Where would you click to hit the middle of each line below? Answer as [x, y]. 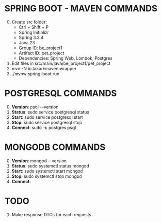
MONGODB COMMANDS [55, 147]
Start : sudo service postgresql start [47, 117]
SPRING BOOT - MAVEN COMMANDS [81, 9]
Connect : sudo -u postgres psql [44, 128]
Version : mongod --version [39, 161]
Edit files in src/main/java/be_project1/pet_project [61, 63]
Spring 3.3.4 [31, 37]
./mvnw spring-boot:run [35, 74]
